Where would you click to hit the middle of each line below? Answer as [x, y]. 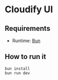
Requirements [27, 28]
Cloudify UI [29, 9]
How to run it [25, 57]
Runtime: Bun [26, 41]
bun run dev [17, 73]
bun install [17, 68]
